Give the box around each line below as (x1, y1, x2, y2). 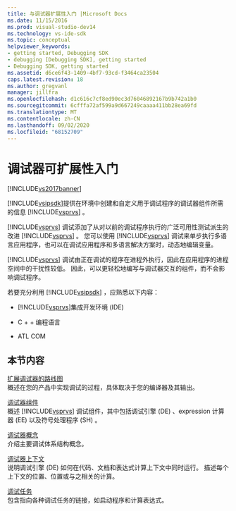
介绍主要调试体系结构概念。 (7, 440, 88, 448)
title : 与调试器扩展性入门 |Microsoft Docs (7, 10, 128, 18)
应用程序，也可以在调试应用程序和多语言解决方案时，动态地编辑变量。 (13, 240, 217, 249)
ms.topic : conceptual (7, 37, 71, 44)
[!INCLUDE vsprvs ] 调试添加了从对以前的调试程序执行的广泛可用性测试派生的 (7, 223, 229, 231)
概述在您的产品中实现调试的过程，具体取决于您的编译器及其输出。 (7, 383, 199, 392)
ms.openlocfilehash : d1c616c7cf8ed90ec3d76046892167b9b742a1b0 (7, 96, 197, 103)
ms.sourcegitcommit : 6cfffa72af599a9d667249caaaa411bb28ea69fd (7, 102, 197, 109)
